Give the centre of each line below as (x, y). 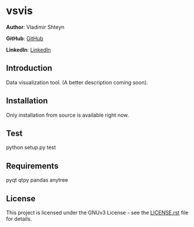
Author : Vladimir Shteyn (35, 27)
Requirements (32, 166)
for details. (19, 219)
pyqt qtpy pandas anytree (37, 180)
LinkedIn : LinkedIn (28, 50)
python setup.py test (31, 147)
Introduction (29, 68)
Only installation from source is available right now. (67, 115)
